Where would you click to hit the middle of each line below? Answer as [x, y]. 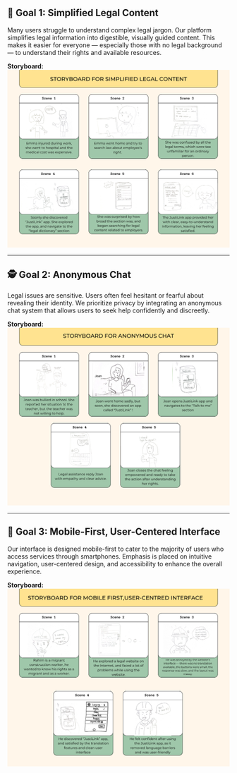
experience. [25, 571]
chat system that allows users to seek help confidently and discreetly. [109, 310]
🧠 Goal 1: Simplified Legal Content [83, 13]
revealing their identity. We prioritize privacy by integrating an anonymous [115, 303]
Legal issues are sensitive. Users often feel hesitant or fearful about [106, 295]
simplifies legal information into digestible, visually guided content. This [111, 37]
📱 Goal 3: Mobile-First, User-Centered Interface [114, 532]
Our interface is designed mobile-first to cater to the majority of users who [116, 549]
